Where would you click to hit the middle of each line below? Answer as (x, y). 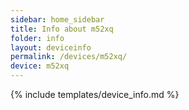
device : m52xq (40, 66)
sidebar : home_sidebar (57, 19)
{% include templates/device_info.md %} (95, 94)
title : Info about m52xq (62, 29)
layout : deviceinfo (51, 47)
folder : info (37, 38)
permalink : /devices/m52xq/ (69, 57)
